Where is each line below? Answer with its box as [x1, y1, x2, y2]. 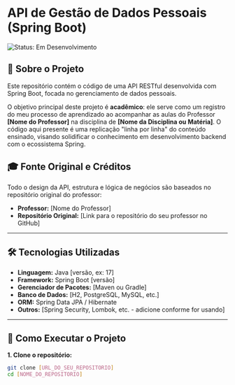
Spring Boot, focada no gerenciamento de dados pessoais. [7, 89, 177, 97]
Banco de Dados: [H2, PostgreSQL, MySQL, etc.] [17, 291, 159, 299]
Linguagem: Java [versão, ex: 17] [17, 268, 114, 277]
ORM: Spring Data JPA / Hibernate [17, 298, 117, 307]
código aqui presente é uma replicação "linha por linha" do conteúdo [7, 124, 206, 133]
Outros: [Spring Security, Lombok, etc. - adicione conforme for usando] [17, 305, 225, 314]
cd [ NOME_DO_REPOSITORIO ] [7, 371, 83, 378]
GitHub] [17, 219, 41, 227]
